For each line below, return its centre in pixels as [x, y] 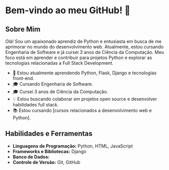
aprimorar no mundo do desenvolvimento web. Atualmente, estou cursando [84, 47]
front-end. [23, 78]
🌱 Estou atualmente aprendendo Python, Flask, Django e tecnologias [84, 73]
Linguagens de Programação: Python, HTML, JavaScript [73, 146]
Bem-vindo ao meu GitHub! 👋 [68, 10]
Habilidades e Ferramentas [49, 134]
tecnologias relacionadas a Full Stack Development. [59, 63]
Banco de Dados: [31, 157]
